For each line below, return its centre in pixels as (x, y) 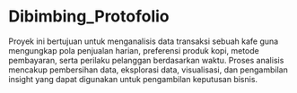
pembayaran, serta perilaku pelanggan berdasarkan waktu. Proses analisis (146, 60)
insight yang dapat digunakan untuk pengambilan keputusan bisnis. (133, 79)
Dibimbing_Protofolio (89, 17)
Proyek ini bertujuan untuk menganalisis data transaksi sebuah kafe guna (144, 41)
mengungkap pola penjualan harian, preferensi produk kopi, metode (134, 50)
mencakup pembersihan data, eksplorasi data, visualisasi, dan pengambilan (148, 70)
